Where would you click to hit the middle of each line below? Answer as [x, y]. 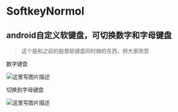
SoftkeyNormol [46, 11]
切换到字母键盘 [25, 90]
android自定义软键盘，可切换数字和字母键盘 [89, 35]
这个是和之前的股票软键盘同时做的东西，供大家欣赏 [85, 51]
